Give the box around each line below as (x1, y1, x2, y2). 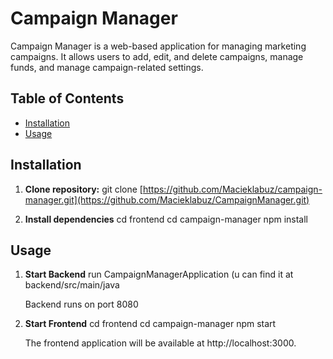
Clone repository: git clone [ (24, 183, 143, 195)
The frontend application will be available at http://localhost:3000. (24, 337, 297, 349)
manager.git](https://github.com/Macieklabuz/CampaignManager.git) (24, 193, 310, 206)
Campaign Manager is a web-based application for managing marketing (10, 40, 307, 52)
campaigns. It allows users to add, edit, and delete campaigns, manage (10, 50, 304, 62)
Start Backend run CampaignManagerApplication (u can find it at (24, 268, 294, 281)
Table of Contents (10, 90, 125, 107)
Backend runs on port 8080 (24, 298, 139, 311)
